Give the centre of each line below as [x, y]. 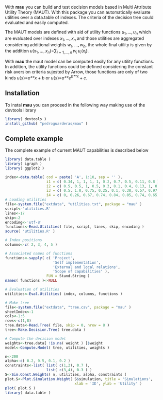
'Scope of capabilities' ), [81, 272]
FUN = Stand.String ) [68, 276]
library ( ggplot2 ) [25, 168]
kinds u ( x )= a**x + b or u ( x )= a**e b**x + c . [46, 77]
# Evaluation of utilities [32, 290]
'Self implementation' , [77, 262]
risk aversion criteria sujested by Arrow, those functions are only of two [76, 72]
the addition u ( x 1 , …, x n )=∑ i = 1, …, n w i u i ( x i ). [47, 52]
